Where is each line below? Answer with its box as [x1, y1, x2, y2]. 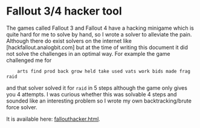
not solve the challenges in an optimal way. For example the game [6, 50, 170, 57]
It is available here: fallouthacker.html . [6, 115, 101, 123]
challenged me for [6, 56, 52, 64]
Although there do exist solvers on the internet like [6, 37, 132, 44]
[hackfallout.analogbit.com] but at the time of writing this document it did [6, 44, 189, 51]
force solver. [6, 103, 37, 110]
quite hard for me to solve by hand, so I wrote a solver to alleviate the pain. [6, 30, 192, 38]
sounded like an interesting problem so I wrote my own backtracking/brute [6, 97, 192, 104]
